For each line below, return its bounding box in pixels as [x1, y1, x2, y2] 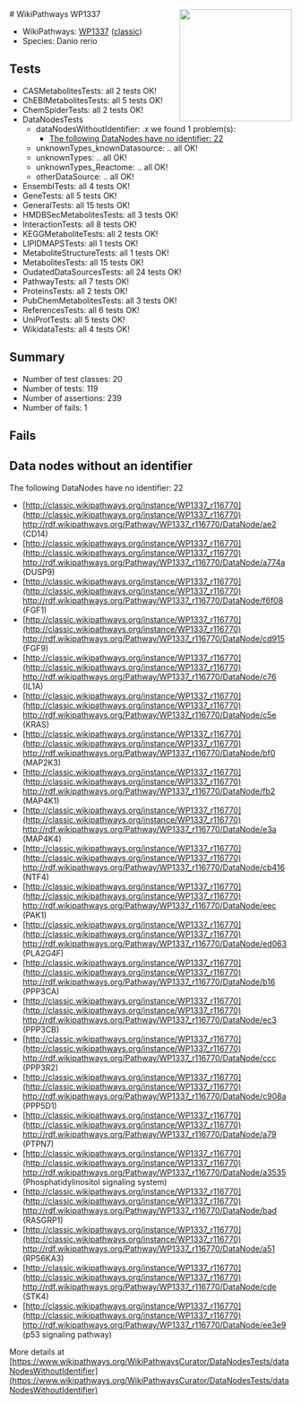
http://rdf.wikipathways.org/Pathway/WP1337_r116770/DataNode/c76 [21, 671, 277, 682]
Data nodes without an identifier [9, 458, 193, 474]
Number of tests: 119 [21, 383, 99, 394]
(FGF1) [21, 605, 47, 615]
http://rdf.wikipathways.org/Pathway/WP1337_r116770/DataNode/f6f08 [21, 595, 284, 606]
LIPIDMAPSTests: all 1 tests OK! [21, 238, 139, 249]
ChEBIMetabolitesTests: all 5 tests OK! [21, 94, 163, 106]
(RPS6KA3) [21, 1252, 64, 1263]
